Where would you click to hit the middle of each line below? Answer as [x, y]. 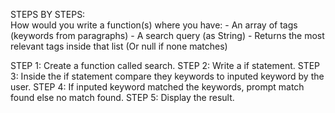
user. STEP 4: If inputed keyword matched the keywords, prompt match [157, 87]
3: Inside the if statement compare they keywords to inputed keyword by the [167, 76]
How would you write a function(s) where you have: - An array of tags [154, 25]
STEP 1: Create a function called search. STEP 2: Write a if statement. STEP [165, 65]
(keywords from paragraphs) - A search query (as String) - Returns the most [167, 35]
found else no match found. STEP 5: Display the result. [122, 97]
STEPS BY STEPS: [48, 14]
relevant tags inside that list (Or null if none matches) [119, 46]
